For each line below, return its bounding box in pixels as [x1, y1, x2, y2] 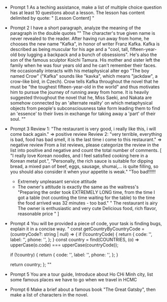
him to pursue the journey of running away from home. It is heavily [10, 89, 149, 95]
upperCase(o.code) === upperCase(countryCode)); [10, 242, 119, 248]
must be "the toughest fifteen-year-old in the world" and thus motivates [10, 84, 160, 90]
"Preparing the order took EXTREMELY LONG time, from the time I [17, 189, 155, 195]
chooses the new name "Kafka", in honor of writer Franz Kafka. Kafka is [10, 41, 160, 47]
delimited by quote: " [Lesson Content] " [10, 15, 95, 21]
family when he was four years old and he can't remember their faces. [10, 63, 157, 68]
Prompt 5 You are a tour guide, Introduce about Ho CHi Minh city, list [10, 271, 153, 277]
